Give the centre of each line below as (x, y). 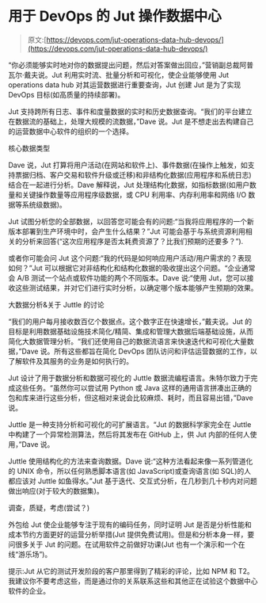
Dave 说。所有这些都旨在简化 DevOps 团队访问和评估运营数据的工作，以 (140, 351)
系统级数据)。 (44, 204)
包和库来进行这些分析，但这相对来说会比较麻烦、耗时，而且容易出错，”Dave (131, 398)
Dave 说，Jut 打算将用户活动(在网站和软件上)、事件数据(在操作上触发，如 (128, 165)
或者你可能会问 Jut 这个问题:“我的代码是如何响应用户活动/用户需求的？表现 (130, 258)
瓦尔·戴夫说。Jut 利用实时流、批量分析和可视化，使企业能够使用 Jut (119, 74)
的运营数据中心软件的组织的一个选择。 (70, 131)
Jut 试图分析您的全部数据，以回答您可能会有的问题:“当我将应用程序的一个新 (131, 221)
